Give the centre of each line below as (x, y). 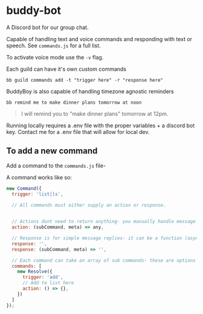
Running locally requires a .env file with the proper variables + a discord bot (101, 125)
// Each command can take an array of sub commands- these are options (104, 260)
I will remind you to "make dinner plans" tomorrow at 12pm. (95, 113)
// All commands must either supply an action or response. (89, 205)
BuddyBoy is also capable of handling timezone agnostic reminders (90, 91)
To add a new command (52, 151)
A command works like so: (39, 177)
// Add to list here (48, 283)
